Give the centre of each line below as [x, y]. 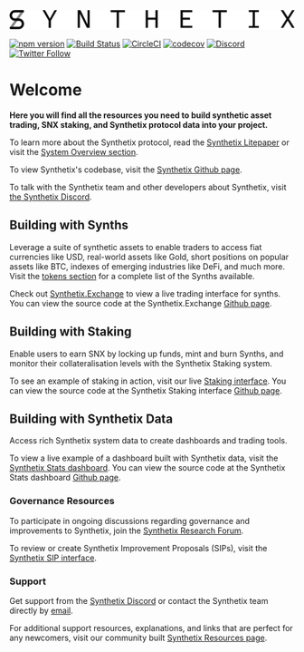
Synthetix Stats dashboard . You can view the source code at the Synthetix [147, 468]
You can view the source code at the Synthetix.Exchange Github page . [141, 303]
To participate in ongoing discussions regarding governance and [130, 521]
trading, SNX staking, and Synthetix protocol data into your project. [139, 124]
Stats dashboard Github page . [65, 478]
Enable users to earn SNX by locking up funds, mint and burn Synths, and [147, 354]
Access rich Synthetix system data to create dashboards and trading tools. [148, 441]
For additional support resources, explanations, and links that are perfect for [152, 628]
